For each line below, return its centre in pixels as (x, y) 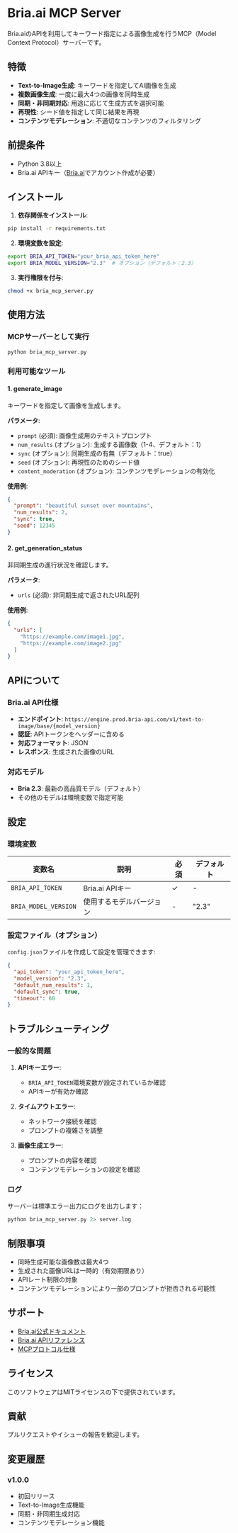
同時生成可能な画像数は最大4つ (63, 1262)
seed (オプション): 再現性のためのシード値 (79, 462)
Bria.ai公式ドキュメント (52, 1331)
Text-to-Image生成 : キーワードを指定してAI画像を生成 (97, 85)
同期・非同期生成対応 (49, 1514)
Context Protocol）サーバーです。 (56, 42)
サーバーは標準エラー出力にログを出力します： (75, 1206)
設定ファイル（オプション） (55, 935)
